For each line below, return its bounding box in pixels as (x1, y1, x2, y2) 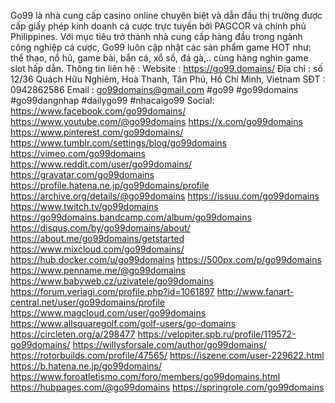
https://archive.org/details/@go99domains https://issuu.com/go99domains (10, 190, 320, 202)
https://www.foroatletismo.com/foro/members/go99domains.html (10, 371, 281, 382)
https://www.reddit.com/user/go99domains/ (10, 158, 193, 170)
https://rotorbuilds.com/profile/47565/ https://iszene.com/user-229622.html (10, 350, 325, 361)
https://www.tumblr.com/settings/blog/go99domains (10, 137, 227, 149)
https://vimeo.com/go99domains (10, 148, 146, 159)
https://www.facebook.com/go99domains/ (10, 105, 187, 117)
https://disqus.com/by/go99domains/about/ (10, 222, 191, 234)
